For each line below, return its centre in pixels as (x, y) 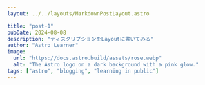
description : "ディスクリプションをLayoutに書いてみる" (80, 39)
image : (17, 52)
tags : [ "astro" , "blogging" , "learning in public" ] (83, 71)
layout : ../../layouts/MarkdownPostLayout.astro (78, 13)
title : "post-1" (30, 26)
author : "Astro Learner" (43, 46)
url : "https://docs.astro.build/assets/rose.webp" (88, 58)
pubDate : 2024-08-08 (37, 32)
